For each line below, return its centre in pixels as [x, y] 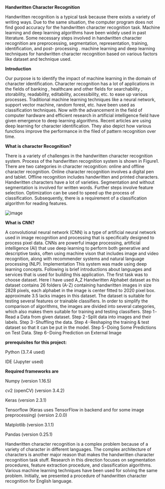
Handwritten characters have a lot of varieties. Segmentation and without [80, 182]
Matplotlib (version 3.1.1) [30, 425]
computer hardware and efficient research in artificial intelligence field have [82, 115]
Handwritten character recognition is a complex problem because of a [77, 444]
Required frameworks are [32, 371]
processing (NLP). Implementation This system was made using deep [76, 264]
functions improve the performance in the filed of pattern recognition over [81, 131]
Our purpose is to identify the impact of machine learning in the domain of [81, 78]
